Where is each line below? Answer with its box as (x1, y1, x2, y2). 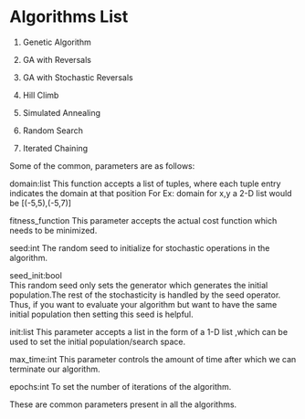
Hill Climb (22, 89, 59, 100)
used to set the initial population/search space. (9, 336, 186, 347)
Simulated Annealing (22, 107, 101, 118)
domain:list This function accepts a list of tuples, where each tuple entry (9, 178, 281, 189)
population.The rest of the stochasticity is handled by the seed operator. (9, 289, 281, 300)
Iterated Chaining (22, 142, 89, 153)
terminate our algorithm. (9, 363, 100, 374)
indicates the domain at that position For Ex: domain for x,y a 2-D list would (9, 187, 292, 198)
